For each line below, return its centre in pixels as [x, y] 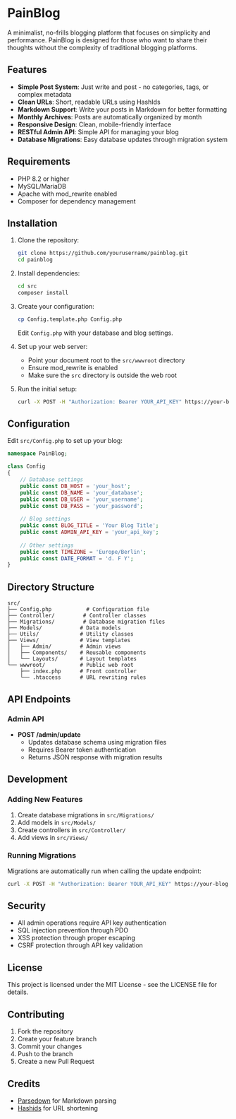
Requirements [39, 161]
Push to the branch [45, 1054]
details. [18, 992]
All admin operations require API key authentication [92, 923]
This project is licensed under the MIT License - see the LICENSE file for [112, 985]
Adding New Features [45, 800]
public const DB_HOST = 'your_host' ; [75, 486]
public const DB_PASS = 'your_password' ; [81, 506]
